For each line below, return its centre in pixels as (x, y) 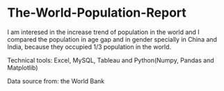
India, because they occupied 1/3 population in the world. (89, 47)
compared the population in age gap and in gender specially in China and (112, 39)
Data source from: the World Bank (56, 81)
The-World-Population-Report (97, 13)
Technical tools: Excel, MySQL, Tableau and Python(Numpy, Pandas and (111, 60)
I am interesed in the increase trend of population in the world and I (103, 32)
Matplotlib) (23, 67)
